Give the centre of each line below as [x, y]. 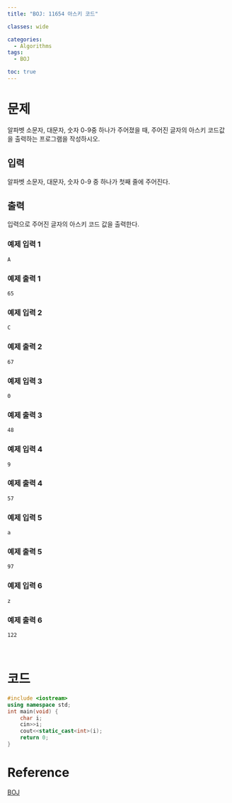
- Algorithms [33, 46]
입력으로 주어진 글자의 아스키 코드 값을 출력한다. [74, 224]
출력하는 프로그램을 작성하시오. [57, 139]
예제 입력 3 [25, 381]
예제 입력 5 [25, 517]
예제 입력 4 [25, 450]
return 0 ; [35, 738]
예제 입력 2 [25, 312]
